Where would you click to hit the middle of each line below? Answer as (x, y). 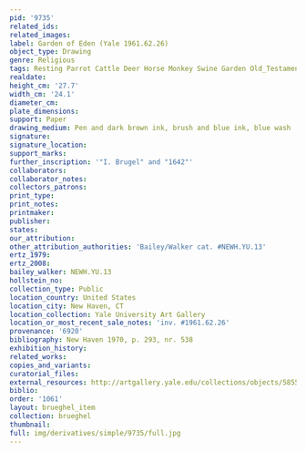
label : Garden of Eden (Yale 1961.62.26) (89, 43)
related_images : (40, 35)
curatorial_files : (44, 374)
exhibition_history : (49, 348)
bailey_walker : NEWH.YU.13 (61, 272)
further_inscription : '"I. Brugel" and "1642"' (102, 162)
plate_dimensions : (44, 111)
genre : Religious (42, 60)
